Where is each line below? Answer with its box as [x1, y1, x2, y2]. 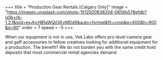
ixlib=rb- [5, 15, 23, 20]
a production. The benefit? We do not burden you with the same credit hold [5, 45, 156, 50]
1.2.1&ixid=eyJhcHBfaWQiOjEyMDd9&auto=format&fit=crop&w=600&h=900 [5, 19, 157, 25]
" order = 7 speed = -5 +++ [18, 25, 73, 30]
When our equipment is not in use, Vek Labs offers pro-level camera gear [5, 34, 152, 40]
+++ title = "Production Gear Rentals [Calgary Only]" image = [5, 4, 128, 10]
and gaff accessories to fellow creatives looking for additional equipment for [5, 39, 158, 45]
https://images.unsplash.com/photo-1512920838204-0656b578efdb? [7, 9, 147, 15]
